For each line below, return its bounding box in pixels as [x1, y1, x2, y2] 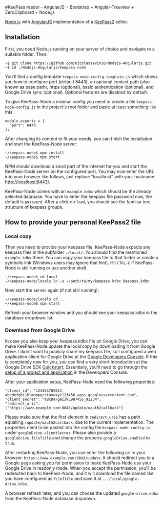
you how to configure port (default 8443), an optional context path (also [5, 78, 150, 85]
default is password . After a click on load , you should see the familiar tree [5, 198, 151, 205]
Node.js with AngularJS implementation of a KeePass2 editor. [5, 19, 128, 24]
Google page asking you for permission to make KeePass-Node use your [5, 460, 152, 466]
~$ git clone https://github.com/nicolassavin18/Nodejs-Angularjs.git [5, 61, 152, 66]
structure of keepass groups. [5, 204, 63, 210]
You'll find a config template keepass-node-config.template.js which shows [5, 73, 158, 79]
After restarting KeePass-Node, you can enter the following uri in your [5, 449, 145, 455]
